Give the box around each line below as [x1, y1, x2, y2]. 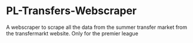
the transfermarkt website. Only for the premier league [6, 29, 138, 37]
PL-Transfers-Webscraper [6, 4, 137, 18]
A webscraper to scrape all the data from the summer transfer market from [6, 24, 187, 31]
